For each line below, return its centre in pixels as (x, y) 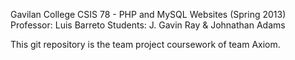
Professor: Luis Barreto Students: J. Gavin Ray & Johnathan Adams (148, 25)
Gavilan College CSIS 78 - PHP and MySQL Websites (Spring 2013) (148, 14)
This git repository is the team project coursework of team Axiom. (145, 44)
